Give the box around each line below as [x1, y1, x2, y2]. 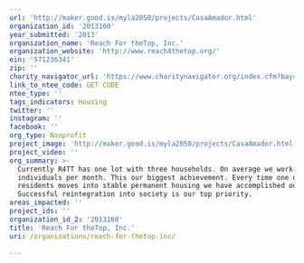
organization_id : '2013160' [9, 22, 116, 31]
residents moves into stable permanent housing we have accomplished [17, 182, 285, 191]
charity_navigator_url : [9, 72, 100, 81]
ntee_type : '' [9, 89, 63, 98]
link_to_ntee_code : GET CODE [9, 80, 119, 89]
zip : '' [9, 64, 39, 73]
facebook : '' [9, 123, 59, 132]
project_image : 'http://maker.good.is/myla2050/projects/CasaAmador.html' [9, 139, 298, 148]
